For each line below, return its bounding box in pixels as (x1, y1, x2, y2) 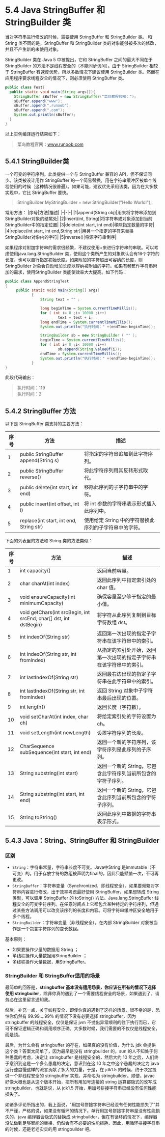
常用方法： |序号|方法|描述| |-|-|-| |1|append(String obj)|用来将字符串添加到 (5, 209, 156, 215)
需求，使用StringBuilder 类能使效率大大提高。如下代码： (13, 269, 128, 275)
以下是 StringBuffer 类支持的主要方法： (5, 421, 84, 427)
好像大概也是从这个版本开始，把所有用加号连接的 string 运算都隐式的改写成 (5, 1079, 157, 1085)
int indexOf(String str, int (19, 651, 77, 658)
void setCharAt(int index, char (19, 713, 88, 720)
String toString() (19, 814, 57, 821)
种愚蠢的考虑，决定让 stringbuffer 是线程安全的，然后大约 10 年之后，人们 (5, 1054, 155, 1060)
